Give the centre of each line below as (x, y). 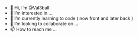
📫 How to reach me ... (33, 29)
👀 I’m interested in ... (31, 13)
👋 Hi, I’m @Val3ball (29, 8)
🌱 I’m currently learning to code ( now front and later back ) (72, 18)
